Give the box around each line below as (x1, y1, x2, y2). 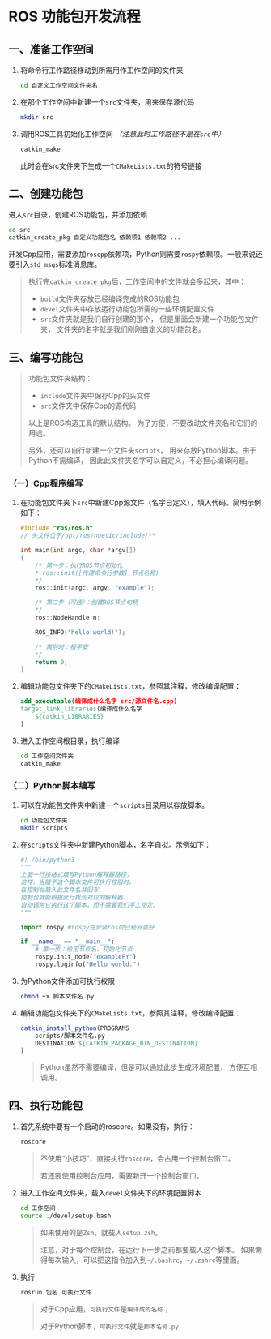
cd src (8, 226, 31, 234)
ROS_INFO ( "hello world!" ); (35, 628, 126, 637)
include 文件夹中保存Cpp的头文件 (40, 391, 151, 400)
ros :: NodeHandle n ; (35, 614, 101, 622)
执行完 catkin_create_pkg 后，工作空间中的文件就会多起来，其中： (28, 277, 247, 286)
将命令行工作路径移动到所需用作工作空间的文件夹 (19, 66, 184, 75)
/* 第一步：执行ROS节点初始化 (35, 561, 124, 569)
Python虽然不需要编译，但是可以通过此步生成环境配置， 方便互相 (40, 1062, 258, 1072)
